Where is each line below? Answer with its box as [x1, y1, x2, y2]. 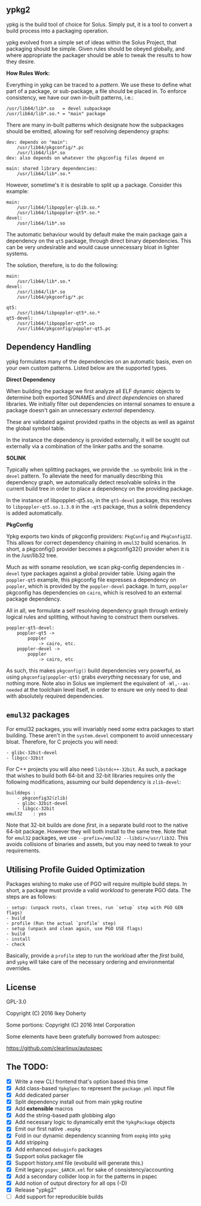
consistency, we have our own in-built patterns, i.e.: [6, 94, 134, 101]
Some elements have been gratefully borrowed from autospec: [6, 1033, 161, 1040]
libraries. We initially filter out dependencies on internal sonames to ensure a [6, 400, 195, 407]
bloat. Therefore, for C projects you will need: [6, 738, 118, 746]
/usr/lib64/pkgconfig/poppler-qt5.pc [17, 325, 111, 332]
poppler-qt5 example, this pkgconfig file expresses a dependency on [6, 576, 176, 583]
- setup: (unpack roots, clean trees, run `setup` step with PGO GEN [6, 905, 184, 911]
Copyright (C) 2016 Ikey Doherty [6, 1010, 87, 1017]
